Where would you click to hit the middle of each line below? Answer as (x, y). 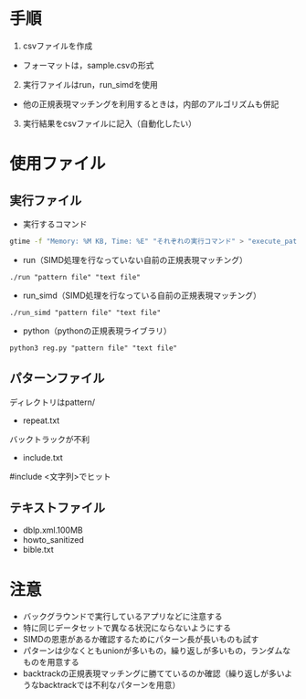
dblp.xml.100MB (53, 530)
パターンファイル (57, 379)
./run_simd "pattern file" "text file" (85, 312)
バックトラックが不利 (49, 439)
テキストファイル (58, 508)
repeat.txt (41, 420)
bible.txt (38, 550)
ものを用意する (51, 662)
